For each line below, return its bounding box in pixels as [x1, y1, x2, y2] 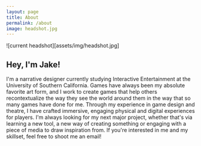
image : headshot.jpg [6, 25, 58, 32]
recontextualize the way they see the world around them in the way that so [6, 94, 191, 102]
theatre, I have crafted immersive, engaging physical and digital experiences [6, 108, 195, 115]
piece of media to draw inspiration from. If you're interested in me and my [6, 127, 188, 134]
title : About [6, 14, 39, 20]
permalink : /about [6, 20, 52, 26]
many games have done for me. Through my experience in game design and [6, 101, 195, 108]
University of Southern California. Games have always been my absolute [6, 82, 185, 89]
